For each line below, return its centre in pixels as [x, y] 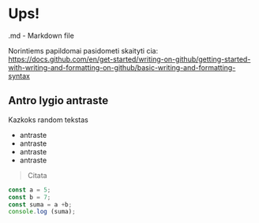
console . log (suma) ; [42, 212]
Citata [37, 175]
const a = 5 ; [30, 190]
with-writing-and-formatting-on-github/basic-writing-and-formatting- [122, 67]
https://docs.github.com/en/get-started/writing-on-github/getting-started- [129, 59]
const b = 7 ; [30, 197]
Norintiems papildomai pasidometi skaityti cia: [83, 50]
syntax [19, 76]
